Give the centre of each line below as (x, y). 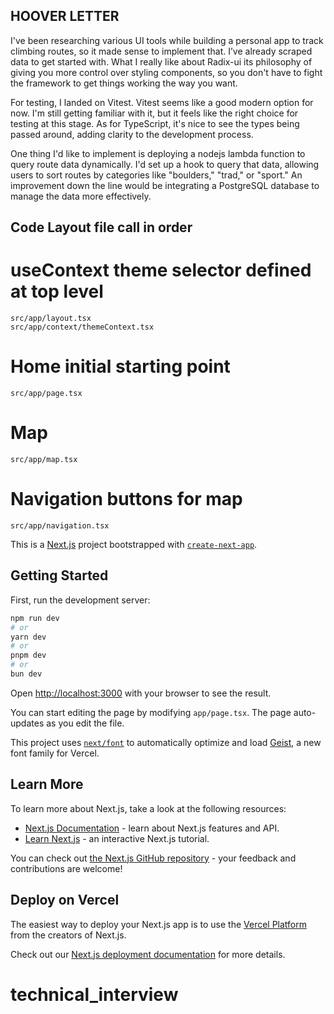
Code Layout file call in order (101, 227)
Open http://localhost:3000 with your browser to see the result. (141, 693)
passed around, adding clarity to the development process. (132, 134)
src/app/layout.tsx (51, 319)
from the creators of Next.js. (68, 935)
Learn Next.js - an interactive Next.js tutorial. (117, 838)
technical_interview (94, 994)
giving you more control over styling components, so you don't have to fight (166, 72)
